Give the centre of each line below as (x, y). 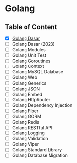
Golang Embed (27, 94)
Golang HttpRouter (31, 99)
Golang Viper (26, 144)
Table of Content (31, 27)
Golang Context (28, 66)
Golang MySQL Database (38, 72)
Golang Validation (30, 139)
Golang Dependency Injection (42, 105)
